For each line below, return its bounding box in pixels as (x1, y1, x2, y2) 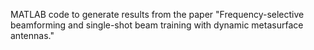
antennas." (10, 30, 55, 41)
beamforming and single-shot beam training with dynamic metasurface (10, 19, 304, 31)
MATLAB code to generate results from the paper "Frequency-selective (10, 9, 305, 20)
